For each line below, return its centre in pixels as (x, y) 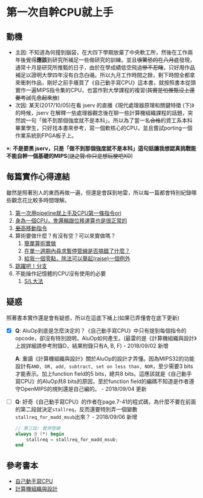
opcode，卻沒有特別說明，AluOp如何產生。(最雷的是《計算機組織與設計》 (106, 338)
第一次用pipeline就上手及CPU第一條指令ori (68, 213)
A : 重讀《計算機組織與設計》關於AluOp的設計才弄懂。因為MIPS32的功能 (105, 358)
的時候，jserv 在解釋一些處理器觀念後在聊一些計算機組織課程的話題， (101, 113)
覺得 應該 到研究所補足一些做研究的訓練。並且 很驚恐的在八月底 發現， (110, 60)
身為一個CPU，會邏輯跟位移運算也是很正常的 (71, 220)
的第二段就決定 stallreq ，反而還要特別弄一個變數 (76, 409)
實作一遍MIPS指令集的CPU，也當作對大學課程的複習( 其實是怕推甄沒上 (102, 90)
